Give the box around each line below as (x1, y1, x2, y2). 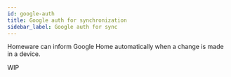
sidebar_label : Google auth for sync (7, 23, 118, 30)
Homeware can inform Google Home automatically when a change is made (7, 43, 224, 51)
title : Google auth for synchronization (7, 17, 128, 24)
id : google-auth (7, 10, 55, 17)
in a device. (7, 50, 41, 58)
